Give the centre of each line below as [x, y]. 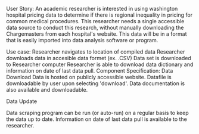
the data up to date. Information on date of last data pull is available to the [97, 119]
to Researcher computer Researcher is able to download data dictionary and [100, 64]
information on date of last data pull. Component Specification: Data [90, 71]
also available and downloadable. [47, 90]
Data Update [22, 101]
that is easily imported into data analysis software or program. [82, 40]
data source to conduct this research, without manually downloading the [95, 27]
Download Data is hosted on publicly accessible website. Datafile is [89, 77]
